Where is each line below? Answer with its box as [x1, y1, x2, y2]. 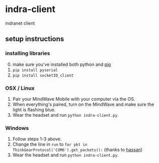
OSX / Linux [5, 85, 35, 92]
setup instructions [5, 35, 64, 43]
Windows [5, 124, 29, 131]
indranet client [5, 20, 35, 26]
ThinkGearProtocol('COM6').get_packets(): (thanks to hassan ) [12, 147, 143, 153]
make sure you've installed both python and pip [12, 61, 112, 67]
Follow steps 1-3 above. [12, 136, 62, 142]
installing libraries [5, 50, 50, 57]
